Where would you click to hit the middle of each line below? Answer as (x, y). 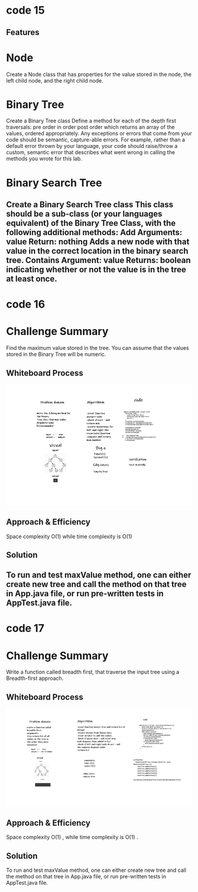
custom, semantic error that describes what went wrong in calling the (91, 153)
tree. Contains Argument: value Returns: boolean (98, 260)
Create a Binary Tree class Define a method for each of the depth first (91, 121)
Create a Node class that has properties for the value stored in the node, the (99, 74)
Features (23, 32)
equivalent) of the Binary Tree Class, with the (91, 223)
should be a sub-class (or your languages (84, 214)
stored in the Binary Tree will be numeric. (56, 355)
